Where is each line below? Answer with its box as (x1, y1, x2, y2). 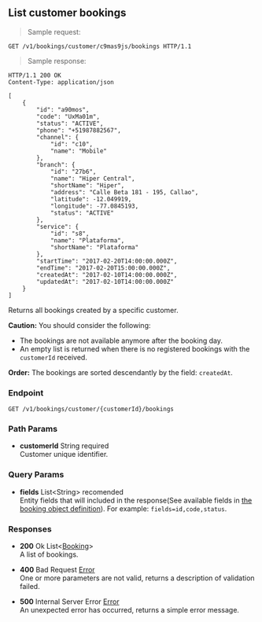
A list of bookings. (19, 550, 79, 559)
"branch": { (36, 160, 76, 168)
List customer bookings (8, 6, 127, 20)
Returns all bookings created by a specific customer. (8, 305, 179, 315)
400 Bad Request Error (19, 565, 96, 574)
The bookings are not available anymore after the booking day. (19, 336, 223, 345)
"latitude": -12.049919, (50, 195, 132, 203)
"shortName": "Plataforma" (50, 243, 139, 251)
